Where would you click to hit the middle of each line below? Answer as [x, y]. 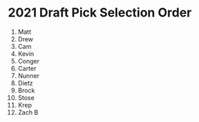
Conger [29, 61]
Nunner [29, 75]
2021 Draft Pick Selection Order [100, 13]
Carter [27, 68]
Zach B [28, 112]
